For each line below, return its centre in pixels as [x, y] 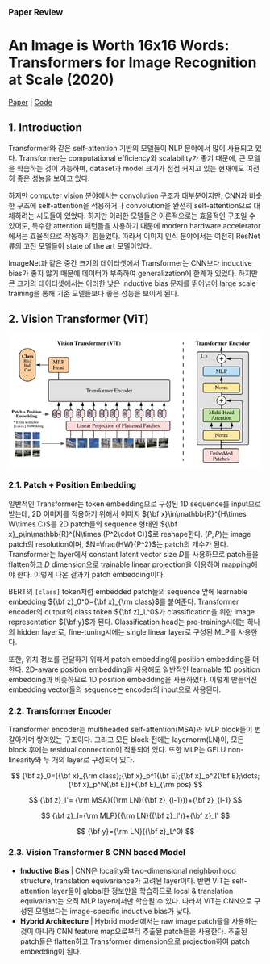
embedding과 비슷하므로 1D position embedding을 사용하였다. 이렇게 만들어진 [133, 679]
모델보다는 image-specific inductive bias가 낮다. [113, 912]
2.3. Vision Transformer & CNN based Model [97, 852]
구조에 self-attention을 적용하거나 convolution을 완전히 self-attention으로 [134, 205]
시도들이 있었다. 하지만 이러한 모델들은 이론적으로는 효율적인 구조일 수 [146, 216]
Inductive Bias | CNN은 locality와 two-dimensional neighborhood [128, 871]
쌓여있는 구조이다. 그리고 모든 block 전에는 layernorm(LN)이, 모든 [140, 739]
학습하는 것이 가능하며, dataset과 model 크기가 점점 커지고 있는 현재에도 [131, 168]
